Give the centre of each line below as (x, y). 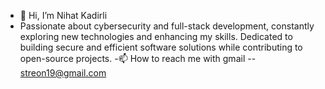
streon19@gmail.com (63, 73)
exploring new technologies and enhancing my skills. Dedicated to (156, 36)
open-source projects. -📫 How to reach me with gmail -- (138, 58)
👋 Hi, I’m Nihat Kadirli (63, 15)
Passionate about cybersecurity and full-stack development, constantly (167, 26)
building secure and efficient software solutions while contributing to (161, 47)
